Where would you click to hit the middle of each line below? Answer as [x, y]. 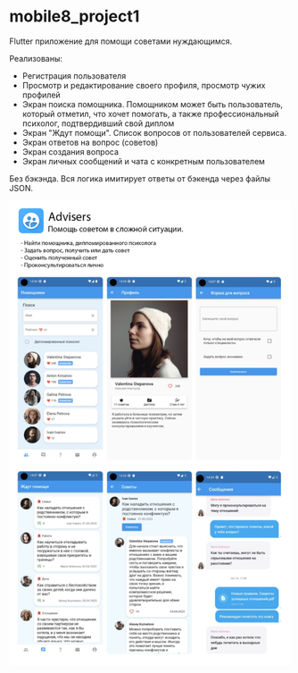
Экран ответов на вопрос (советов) [90, 142]
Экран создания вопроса [70, 151]
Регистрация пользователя [74, 76]
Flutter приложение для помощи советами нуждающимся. [121, 41]
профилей [41, 95]
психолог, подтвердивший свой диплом [98, 123]
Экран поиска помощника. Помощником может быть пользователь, [153, 104]
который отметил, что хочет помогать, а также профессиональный [150, 114]
